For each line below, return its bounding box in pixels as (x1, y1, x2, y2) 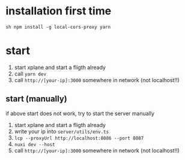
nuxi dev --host (14, 141, 55, 147)
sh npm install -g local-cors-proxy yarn (5, 24, 111, 30)
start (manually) (5, 94, 67, 104)
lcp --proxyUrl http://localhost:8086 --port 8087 (14, 135, 144, 141)
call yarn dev (14, 70, 46, 77)
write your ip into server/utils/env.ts (14, 128, 109, 135)
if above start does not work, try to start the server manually (5, 110, 154, 117)
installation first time (5, 4, 112, 18)
